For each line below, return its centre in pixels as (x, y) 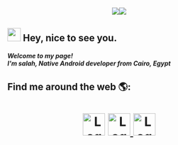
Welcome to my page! (40, 56)
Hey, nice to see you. (69, 38)
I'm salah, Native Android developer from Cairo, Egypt (89, 63)
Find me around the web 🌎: (69, 86)
